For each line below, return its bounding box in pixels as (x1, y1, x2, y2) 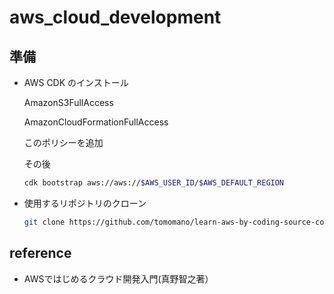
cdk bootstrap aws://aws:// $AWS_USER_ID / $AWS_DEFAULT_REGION (23, 178, 285, 188)
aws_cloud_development (9, 6, 222, 29)
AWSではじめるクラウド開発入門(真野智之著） (23, 272, 214, 285)
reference (9, 245, 72, 262)
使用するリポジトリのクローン (23, 197, 147, 209)
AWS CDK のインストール (23, 77, 129, 88)
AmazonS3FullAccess (23, 97, 114, 108)
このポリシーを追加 (23, 137, 104, 148)
